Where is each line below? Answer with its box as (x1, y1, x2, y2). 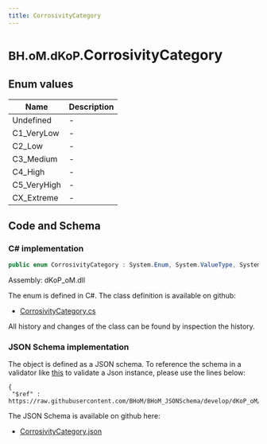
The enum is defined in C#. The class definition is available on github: (8, 291, 236, 301)
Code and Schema (8, 220, 101, 233)
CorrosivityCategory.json (19, 426, 102, 436)
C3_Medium (12, 153, 58, 164)
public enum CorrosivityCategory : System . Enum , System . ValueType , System (8, 261, 261, 269)
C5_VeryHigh (12, 179, 62, 190)
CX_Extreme (12, 192, 59, 203)
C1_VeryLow (12, 127, 60, 138)
